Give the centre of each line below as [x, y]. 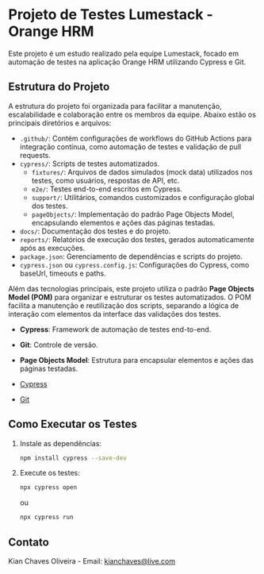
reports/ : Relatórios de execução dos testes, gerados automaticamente [137, 239]
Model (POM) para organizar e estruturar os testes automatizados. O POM [130, 297]
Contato [29, 542]
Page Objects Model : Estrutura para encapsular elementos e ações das [136, 360]
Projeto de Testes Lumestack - [111, 15]
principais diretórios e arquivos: [60, 123]
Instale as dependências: [60, 443]
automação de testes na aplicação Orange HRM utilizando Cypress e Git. [127, 62]
